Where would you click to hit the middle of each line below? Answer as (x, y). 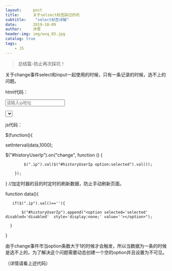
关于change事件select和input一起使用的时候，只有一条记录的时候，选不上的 (85, 75)
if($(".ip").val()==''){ (39, 203)
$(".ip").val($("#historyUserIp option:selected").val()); (88, 164)
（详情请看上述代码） (28, 263)
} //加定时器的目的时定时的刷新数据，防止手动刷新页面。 (65, 184)
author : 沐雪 (23, 29)
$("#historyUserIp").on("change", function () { (54, 155)
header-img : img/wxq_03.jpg (35, 34)
